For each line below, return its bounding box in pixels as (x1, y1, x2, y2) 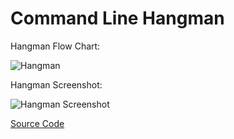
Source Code (10, 117, 65, 129)
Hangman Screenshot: (10, 78, 103, 91)
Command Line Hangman (10, 7, 225, 30)
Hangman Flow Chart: (10, 40, 101, 52)
